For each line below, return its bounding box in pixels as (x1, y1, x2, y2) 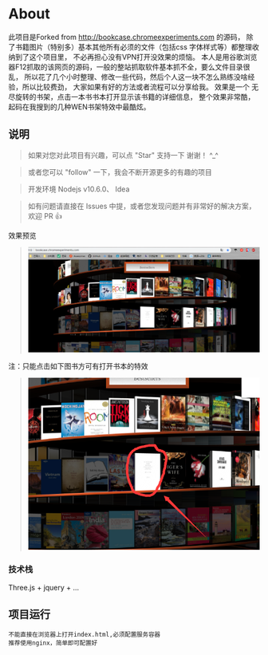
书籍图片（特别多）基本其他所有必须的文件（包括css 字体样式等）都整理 (14, 41, 253, 52)
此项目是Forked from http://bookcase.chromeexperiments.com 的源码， (8, 32, 245, 41)
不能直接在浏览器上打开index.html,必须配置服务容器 (8, 631, 161, 639)
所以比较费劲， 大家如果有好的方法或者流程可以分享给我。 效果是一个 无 (22, 81, 259, 92)
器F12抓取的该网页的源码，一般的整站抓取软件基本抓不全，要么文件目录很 (8, 61, 250, 72)
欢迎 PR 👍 (27, 211, 62, 220)
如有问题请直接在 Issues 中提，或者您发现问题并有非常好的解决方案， (27, 201, 257, 211)
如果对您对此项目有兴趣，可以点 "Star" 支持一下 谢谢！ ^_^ (27, 150, 219, 160)
